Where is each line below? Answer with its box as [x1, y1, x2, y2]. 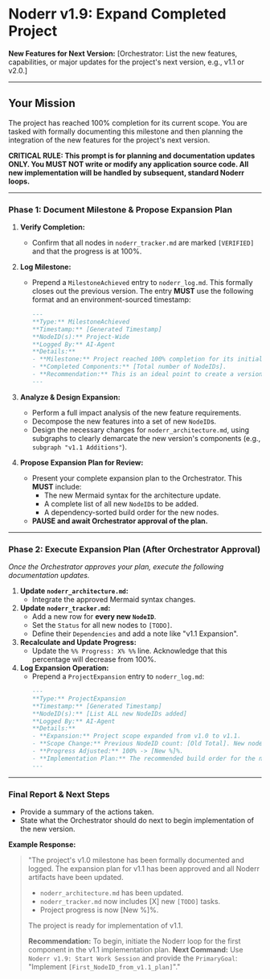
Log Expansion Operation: [19, 663, 109, 673]
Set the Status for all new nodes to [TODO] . [31, 621, 173, 630]
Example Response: [8, 840, 76, 849]
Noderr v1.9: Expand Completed [8, 5, 227, 23]
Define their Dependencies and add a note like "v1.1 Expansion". [31, 629, 239, 638]
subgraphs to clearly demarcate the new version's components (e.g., [31, 433, 261, 443]
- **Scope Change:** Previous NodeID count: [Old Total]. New [31, 740, 245, 748]
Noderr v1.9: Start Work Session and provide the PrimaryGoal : [27, 953, 238, 963]
